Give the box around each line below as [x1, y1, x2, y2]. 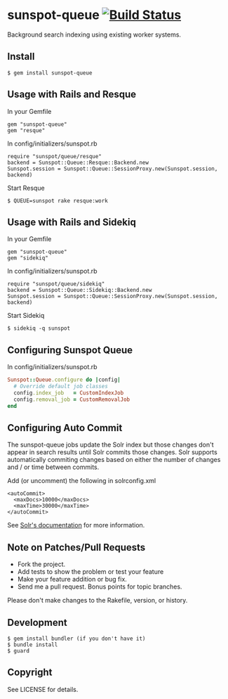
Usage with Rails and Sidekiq [7, 216, 137, 228]
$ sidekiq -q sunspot [7, 325, 71, 332]
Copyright [7, 667, 53, 679]
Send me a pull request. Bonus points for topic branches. [17, 582, 182, 591]
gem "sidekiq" [7, 255, 49, 262]
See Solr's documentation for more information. [7, 521, 145, 530]
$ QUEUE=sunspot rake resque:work [7, 197, 109, 204]
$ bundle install [7, 641, 58, 648]
